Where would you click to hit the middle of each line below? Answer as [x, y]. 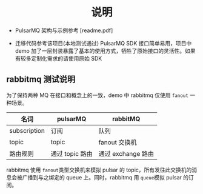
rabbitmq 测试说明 [41, 79]
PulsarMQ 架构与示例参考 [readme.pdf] [64, 30]
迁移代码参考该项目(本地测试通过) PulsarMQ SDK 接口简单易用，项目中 [103, 43]
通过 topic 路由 [72, 153]
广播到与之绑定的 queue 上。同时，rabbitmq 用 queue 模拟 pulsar [102, 177]
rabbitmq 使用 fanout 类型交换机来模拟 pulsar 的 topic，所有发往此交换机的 [99, 170]
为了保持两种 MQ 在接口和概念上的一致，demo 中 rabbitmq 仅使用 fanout [98, 95]
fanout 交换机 [118, 142]
